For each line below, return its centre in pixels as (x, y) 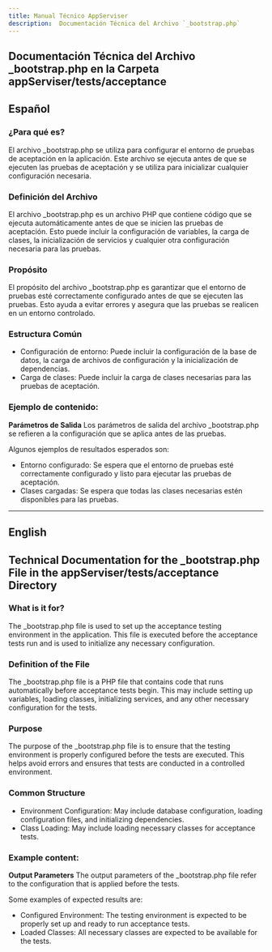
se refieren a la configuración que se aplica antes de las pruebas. (117, 433)
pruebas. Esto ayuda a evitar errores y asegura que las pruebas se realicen (134, 305)
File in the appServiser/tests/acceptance (114, 572)
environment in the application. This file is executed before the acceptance (133, 634)
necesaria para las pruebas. (55, 249)
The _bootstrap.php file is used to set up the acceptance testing (115, 625)
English (28, 533)
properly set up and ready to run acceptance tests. (105, 924)
